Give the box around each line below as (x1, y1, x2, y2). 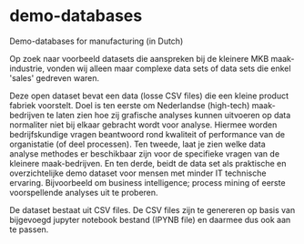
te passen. (9, 224, 49, 235)
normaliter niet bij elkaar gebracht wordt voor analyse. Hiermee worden (9, 119, 278, 130)
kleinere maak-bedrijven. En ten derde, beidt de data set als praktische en (9, 158, 287, 168)
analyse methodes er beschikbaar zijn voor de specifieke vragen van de (9, 147, 280, 159)
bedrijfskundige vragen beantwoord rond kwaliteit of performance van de (9, 128, 285, 139)
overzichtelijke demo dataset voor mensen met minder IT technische (9, 168, 267, 178)
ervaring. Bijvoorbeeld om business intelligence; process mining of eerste (9, 177, 286, 188)
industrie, (9, 63, 46, 74)
